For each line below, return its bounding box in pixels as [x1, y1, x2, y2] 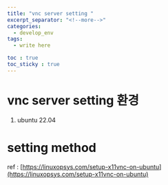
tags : [7, 36, 23, 43]
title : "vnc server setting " [7, 10, 94, 17]
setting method [7, 140, 96, 155]
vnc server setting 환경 [7, 92, 139, 108]
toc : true [7, 54, 39, 62]
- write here [13, 42, 51, 49]
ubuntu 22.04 [17, 116, 56, 124]
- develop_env [13, 29, 54, 36]
